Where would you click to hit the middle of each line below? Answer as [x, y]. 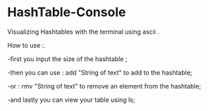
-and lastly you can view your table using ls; [71, 100]
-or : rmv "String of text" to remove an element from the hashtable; [104, 86]
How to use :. [26, 45]
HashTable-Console [67, 12]
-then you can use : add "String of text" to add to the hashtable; [100, 72]
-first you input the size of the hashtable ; [67, 59]
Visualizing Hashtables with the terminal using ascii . [84, 32]
